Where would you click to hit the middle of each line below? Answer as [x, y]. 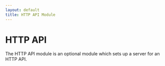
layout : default [22, 10]
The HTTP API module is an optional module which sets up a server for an [82, 54]
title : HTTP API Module [30, 15]
